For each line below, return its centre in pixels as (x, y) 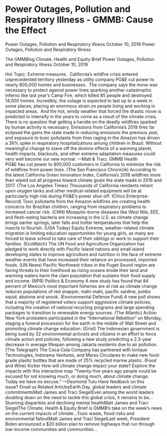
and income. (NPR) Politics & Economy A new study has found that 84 (77, 281)
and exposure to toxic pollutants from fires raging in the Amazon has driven (83, 138)
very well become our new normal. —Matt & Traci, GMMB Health (72, 159)
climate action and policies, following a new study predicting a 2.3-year (79, 339)
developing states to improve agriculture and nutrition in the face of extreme (83, 254)
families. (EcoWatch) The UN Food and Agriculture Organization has (75, 243)
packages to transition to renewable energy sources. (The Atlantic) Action (81, 312)
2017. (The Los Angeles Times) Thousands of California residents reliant (79, 185)
